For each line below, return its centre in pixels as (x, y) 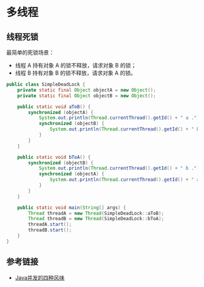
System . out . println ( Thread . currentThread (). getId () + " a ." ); (120, 118)
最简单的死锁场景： (30, 52)
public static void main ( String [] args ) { (72, 208)
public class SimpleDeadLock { (46, 84)
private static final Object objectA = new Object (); (87, 90)
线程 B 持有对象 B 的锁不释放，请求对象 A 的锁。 (76, 73)
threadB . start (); (50, 230)
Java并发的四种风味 (40, 277)
